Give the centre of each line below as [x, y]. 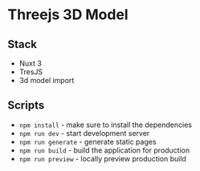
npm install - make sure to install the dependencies [105, 125]
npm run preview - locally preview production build [102, 158]
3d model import [47, 80]
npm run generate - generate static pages [88, 141]
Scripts [26, 105]
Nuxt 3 [30, 63]
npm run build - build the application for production [104, 150]
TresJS [31, 72]
